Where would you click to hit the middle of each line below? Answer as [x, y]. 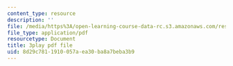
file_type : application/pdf [48, 33]
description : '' [31, 20]
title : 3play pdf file [40, 45]
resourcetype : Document [42, 39]
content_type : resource [42, 13]
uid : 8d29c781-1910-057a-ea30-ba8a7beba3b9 [71, 52]
